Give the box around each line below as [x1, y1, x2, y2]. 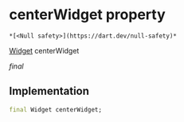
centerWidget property [9, 6, 166, 24]
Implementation [9, 85, 90, 98]
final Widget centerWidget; [9, 105, 103, 113]
